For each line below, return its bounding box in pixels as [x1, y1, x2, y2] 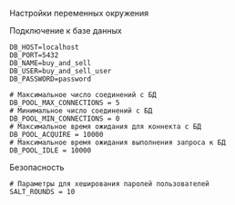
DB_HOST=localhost [9, 43, 79, 52]
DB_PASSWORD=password [9, 74, 92, 83]
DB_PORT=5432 [9, 51, 59, 60]
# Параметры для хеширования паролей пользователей [9, 180, 209, 189]
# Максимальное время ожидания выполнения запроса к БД [9, 138, 226, 147]
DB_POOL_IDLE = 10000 [9, 146, 92, 155]
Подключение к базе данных [9, 25, 123, 35]
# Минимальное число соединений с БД [9, 106, 153, 115]
